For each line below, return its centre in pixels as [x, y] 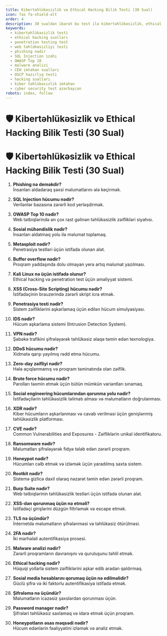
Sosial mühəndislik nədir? [40, 229]
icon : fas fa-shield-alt [31, 14]
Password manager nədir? [41, 608]
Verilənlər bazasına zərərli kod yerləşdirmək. [58, 204]
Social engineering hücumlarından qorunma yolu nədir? [72, 393]
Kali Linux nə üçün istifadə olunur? [49, 274]
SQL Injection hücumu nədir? [43, 199]
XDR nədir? [25, 408]
